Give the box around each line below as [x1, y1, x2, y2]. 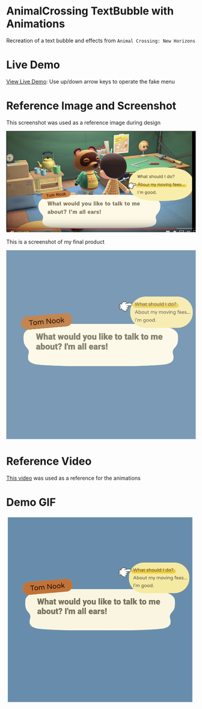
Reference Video [6, 454, 92, 468]
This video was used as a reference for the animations [6, 474, 141, 481]
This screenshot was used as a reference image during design [6, 119, 161, 126]
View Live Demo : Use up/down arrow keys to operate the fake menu [6, 78, 176, 85]
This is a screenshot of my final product [6, 238, 105, 245]
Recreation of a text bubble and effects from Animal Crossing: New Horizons [6, 37, 195, 44]
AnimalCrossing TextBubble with [6, 4, 174, 18]
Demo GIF [6, 495, 56, 509]
